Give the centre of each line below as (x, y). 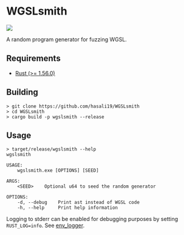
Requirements (33, 59)
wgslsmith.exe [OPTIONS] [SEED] (58, 171)
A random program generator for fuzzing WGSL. (67, 39)
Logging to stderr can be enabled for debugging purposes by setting (92, 219)
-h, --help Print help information (68, 208)
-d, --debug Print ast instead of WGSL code (78, 203)
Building (22, 92)
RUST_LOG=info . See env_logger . (46, 225)
